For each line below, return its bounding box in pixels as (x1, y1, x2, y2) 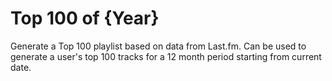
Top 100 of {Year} (10, 7, 160, 30)
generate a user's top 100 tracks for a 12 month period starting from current (10, 50, 322, 62)
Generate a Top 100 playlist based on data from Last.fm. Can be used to (10, 40, 307, 52)
